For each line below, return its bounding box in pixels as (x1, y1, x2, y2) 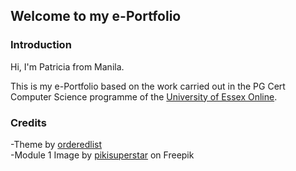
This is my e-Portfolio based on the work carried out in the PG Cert (10, 80, 286, 92)
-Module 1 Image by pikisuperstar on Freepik (10, 149, 195, 161)
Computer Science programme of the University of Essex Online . (10, 90, 278, 103)
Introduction (10, 38, 72, 52)
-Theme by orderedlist (10, 138, 103, 150)
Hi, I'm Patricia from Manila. (10, 60, 125, 73)
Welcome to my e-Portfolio (10, 8, 182, 25)
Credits (10, 115, 47, 129)
